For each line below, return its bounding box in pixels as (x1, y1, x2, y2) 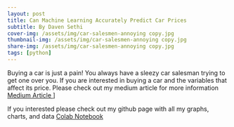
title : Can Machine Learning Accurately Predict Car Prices (7, 17, 188, 24)
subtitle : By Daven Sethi (7, 23, 83, 30)
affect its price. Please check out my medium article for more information (7, 83, 219, 92)
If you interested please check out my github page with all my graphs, (7, 105, 209, 113)
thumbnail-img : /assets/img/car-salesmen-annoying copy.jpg (7, 36, 188, 44)
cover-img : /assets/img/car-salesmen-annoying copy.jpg (7, 29, 174, 37)
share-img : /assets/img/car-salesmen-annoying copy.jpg (7, 43, 174, 50)
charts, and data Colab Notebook (7, 112, 103, 120)
